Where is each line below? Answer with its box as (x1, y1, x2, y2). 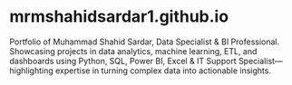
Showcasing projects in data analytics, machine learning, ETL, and (9, 45, 258, 56)
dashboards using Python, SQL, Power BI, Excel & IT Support (9, 55, 238, 66)
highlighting (9, 65, 54, 76)
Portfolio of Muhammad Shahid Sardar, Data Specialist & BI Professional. (9, 36, 280, 47)
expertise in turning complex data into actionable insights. (54, 65, 272, 76)
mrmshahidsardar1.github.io (9, 6, 229, 27)
